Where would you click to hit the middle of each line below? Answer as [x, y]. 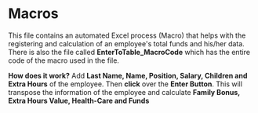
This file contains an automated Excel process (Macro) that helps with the [127, 35]
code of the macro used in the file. [64, 60]
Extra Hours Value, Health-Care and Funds [79, 100]
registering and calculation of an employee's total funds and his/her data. [126, 43]
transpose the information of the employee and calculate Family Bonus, [124, 92]
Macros [33, 14]
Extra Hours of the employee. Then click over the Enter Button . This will [125, 84]
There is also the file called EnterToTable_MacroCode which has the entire [129, 52]
